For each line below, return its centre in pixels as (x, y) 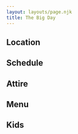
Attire (17, 84)
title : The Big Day (31, 18)
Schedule (25, 63)
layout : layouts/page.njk (39, 12)
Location (23, 42)
